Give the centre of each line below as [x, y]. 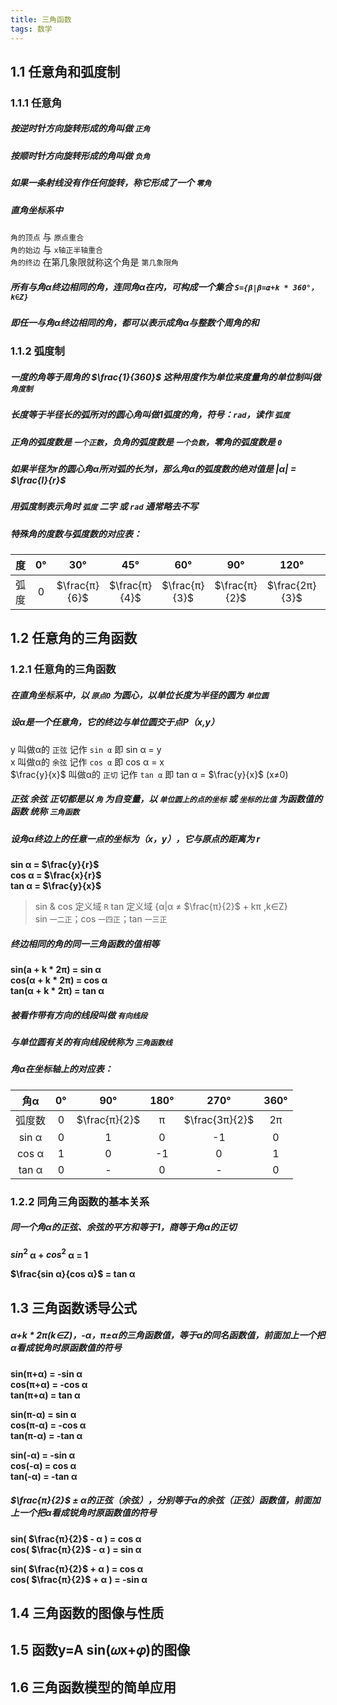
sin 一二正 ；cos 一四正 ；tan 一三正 [101, 919]
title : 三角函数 [41, 19]
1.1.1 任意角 [36, 103]
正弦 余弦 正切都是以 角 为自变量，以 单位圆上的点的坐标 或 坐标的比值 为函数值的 [166, 799]
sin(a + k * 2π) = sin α [56, 970]
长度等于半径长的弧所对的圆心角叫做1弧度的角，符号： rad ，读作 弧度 [150, 415]
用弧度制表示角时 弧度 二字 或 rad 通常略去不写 [104, 507]
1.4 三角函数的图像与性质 [87, 1613]
